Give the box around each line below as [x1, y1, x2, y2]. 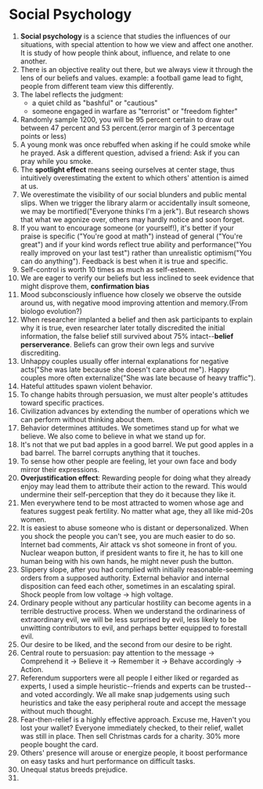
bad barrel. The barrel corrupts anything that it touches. [20, 448, 200, 457]
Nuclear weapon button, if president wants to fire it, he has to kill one [20, 547, 243, 558]
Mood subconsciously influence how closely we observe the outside [20, 289, 242, 299]
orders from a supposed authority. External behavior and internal [20, 573, 230, 582]
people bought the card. [20, 740, 99, 749]
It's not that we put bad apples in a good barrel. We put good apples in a [20, 439, 254, 449]
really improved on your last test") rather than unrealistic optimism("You [20, 248, 252, 257]
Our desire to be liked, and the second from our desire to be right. [20, 639, 233, 649]
